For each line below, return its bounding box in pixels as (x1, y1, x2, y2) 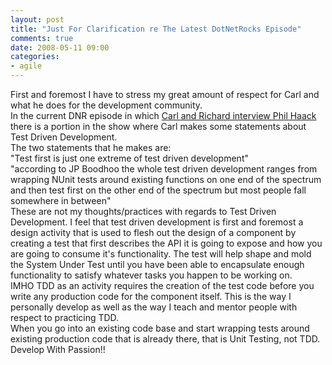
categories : (10, 52, 60, 62)
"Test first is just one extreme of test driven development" (10, 152, 249, 164)
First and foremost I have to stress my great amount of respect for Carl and (10, 89, 320, 100)
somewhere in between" (10, 195, 112, 206)
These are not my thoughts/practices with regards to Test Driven (10, 206, 277, 217)
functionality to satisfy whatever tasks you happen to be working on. (10, 269, 293, 281)
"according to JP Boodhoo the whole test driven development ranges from (10, 163, 318, 175)
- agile (10, 61, 43, 71)
